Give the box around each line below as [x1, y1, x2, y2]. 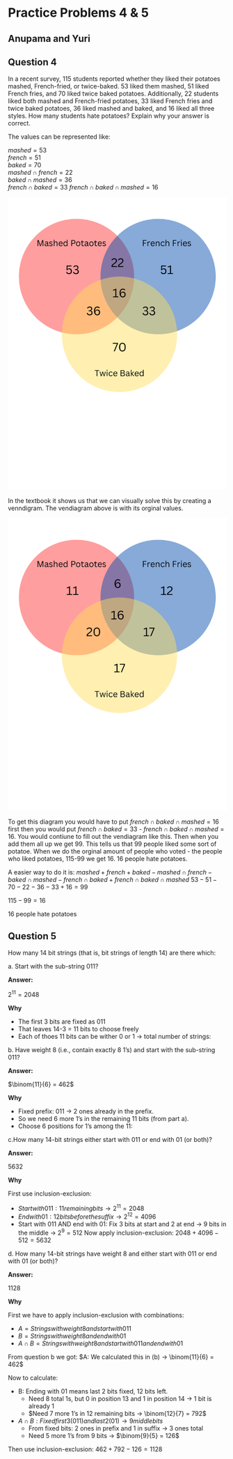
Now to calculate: [8, 1373, 58, 1382]
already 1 [28, 1402, 55, 1410]
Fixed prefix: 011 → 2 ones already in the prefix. [17, 1106, 154, 1116]
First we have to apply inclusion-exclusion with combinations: [8, 1311, 184, 1319]
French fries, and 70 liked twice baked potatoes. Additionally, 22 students [8, 89, 219, 98]
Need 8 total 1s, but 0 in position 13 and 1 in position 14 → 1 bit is [28, 1394, 212, 1403]
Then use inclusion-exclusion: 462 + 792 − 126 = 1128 [8, 1444, 163, 1453]
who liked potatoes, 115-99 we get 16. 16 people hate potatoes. [8, 855, 188, 863]
